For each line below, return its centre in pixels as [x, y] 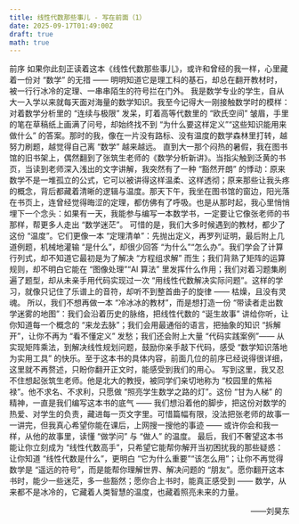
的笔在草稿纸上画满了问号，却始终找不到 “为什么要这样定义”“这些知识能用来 [148, 125]
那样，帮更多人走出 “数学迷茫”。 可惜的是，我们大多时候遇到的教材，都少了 [148, 225]
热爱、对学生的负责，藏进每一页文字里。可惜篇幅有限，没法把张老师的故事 [145, 414]
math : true [29, 42]
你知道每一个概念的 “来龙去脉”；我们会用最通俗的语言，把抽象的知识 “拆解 [145, 325]
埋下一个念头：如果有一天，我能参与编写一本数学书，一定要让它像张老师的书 [149, 214]
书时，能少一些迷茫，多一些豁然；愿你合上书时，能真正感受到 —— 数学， [144, 481]
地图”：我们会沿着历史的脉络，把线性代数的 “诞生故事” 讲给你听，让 [164, 314]
